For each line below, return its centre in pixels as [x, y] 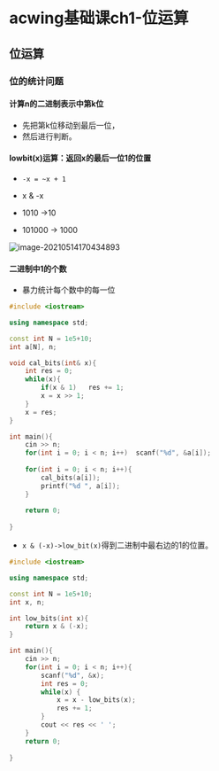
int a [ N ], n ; [33, 347]
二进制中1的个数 [38, 269]
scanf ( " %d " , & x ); [72, 675]
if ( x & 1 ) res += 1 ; [83, 388]
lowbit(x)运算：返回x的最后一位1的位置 [80, 158]
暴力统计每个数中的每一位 [68, 290]
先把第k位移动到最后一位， [71, 125]
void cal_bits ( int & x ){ [53, 363]
